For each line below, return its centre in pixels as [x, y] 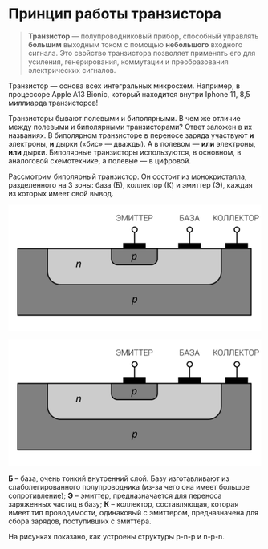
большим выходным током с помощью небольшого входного [135, 44]
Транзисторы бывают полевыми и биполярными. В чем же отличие [124, 118]
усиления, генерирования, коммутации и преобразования [128, 62]
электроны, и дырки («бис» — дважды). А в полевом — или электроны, [132, 143]
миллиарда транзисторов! [53, 103]
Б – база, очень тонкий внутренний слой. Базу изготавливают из [119, 478]
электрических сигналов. [72, 70]
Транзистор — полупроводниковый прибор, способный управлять [143, 36]
